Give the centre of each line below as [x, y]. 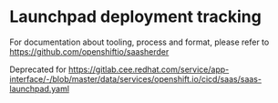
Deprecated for [38, 69]
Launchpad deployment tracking [135, 17]
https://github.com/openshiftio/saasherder [89, 51]
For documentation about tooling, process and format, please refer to [139, 42]
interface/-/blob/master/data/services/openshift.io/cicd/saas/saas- [136, 78]
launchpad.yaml [40, 88]
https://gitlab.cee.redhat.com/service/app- [149, 69]
